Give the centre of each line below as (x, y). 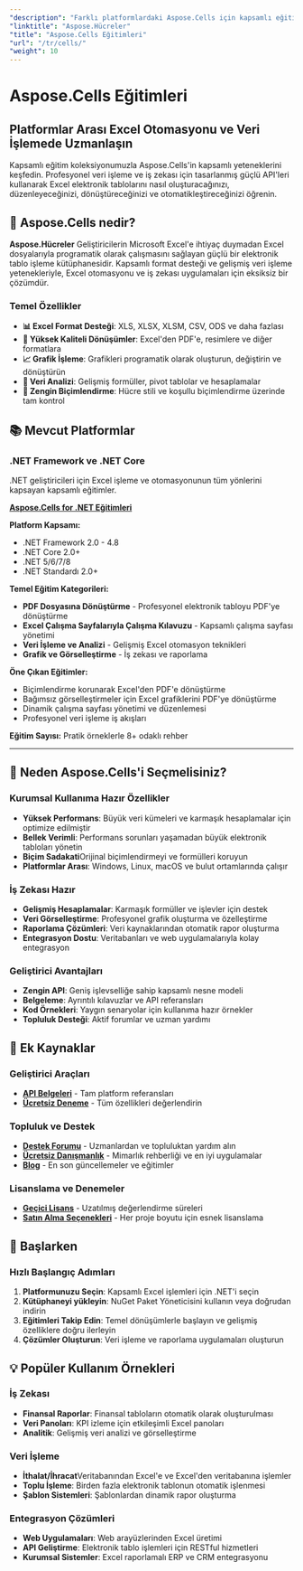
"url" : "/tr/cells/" (48, 43)
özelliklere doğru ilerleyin (69, 1331)
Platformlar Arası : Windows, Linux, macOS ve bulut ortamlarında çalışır (155, 866)
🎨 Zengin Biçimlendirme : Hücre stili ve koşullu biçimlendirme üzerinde (154, 391)
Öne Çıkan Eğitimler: (49, 672)
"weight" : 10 (34, 52)
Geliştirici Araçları (50, 1074)
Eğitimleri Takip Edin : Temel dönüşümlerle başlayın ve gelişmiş (140, 1321)
